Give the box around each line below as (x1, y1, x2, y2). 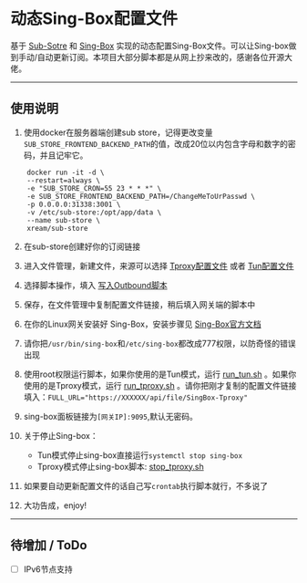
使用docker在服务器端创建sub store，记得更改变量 (23, 127, 213, 138)
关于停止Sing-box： (23, 430, 98, 441)
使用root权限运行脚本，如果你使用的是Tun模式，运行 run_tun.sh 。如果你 (23, 369, 297, 380)
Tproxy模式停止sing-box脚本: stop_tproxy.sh (36, 461, 204, 472)
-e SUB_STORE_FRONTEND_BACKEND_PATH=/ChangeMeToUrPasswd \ (26, 192, 256, 201)
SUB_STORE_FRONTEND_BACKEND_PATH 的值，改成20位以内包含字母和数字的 (23, 138, 289, 149)
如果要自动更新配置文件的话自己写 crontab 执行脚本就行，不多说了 (23, 480, 268, 491)
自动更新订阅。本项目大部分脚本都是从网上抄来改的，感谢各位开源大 (36, 51, 293, 62)
